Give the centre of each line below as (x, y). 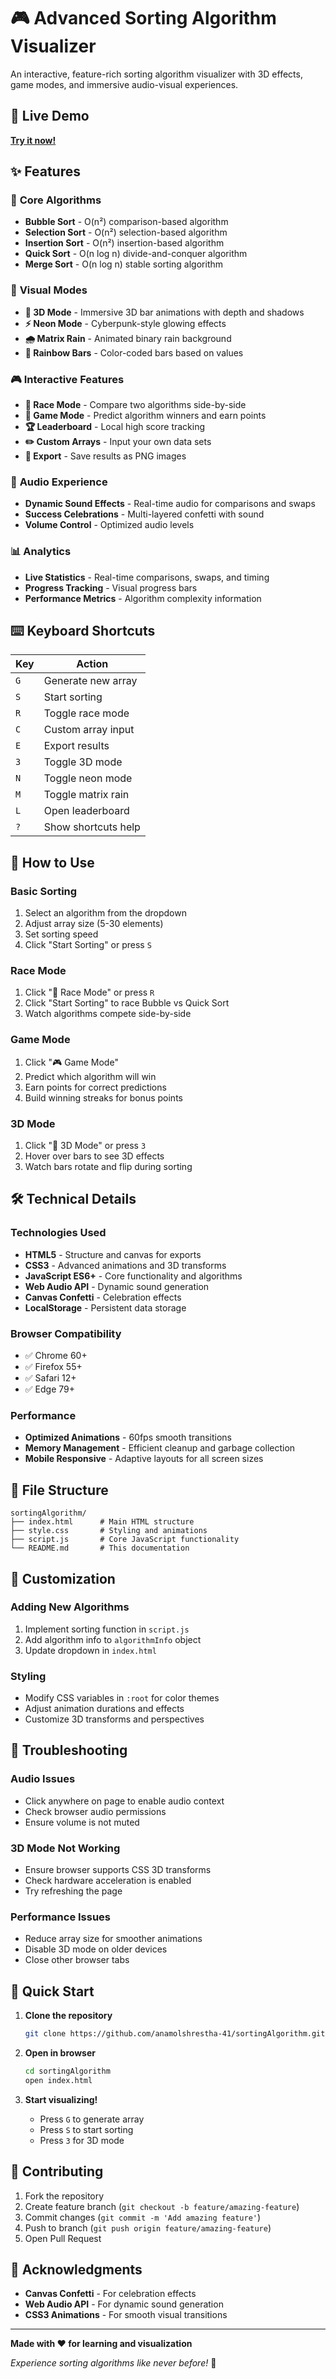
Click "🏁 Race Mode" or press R (89, 992)
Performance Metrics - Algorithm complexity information (143, 598)
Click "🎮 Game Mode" (71, 1062)
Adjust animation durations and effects (104, 1709)
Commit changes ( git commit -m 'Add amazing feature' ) (143, 2217)
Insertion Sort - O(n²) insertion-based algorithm (124, 243)
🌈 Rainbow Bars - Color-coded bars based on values (134, 352)
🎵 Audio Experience (59, 482)
